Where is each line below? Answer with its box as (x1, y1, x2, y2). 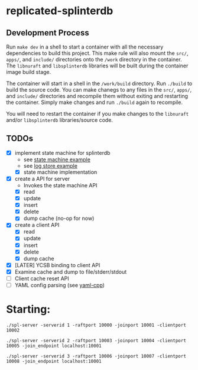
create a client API (14, 222, 60, 229)
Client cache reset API (14, 275, 69, 282)
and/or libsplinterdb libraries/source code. (6, 116, 113, 124)
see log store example (23, 162, 78, 169)
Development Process (6, 28, 90, 38)
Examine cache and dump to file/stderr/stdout (14, 268, 127, 275)
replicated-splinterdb (6, 4, 113, 18)
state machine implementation (23, 168, 98, 176)
